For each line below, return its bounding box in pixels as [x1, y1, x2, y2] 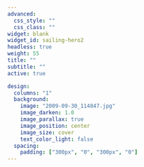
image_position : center [20, 122, 91, 129]
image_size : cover [20, 129, 74, 136]
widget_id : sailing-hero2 [7, 37, 84, 44]
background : [13, 96, 50, 103]
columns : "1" [13, 90, 52, 97]
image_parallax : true [20, 116, 84, 123]
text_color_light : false [20, 136, 94, 143]
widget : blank [7, 30, 50, 38]
